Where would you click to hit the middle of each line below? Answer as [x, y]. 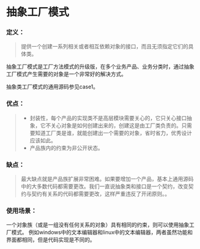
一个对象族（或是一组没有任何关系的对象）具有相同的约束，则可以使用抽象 [98, 225]
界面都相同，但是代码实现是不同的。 [51, 240]
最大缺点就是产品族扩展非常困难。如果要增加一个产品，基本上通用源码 [107, 179]
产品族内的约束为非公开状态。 [66, 147]
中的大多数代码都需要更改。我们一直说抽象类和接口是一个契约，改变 [104, 186]
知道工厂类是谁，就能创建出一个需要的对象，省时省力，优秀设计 [113, 133]
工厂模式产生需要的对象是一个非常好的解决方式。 [66, 74]
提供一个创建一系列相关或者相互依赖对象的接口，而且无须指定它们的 [104, 47]
